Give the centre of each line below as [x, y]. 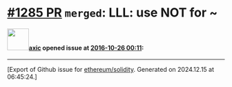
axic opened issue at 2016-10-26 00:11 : [86, 48]
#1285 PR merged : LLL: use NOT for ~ [113, 13]
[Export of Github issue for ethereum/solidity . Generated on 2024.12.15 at [111, 70]
